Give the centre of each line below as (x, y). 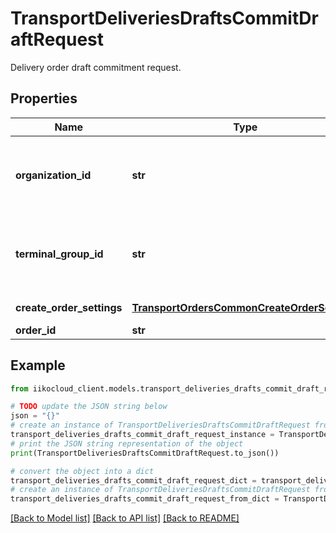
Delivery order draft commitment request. (96, 67)
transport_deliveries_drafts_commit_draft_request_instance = (142, 435)
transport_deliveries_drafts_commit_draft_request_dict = (133, 480)
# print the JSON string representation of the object (127, 443)
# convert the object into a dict (82, 471)
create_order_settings (69, 307)
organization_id (53, 175)
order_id (36, 330)
